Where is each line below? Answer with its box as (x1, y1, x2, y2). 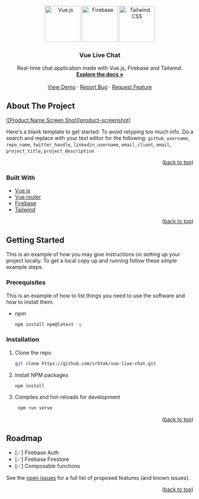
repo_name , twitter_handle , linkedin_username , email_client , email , (6, 141, 172, 148)
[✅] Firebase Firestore (14, 455, 70, 463)
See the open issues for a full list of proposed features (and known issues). (6, 475, 190, 482)
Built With (6, 173, 36, 182)
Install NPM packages (14, 371, 68, 379)
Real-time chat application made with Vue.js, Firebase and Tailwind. (17, 64, 183, 72)
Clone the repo (14, 349, 52, 356)
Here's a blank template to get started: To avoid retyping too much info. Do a (6, 128, 194, 135)
